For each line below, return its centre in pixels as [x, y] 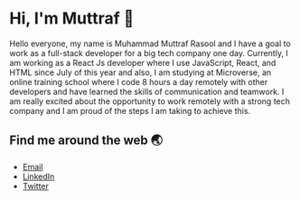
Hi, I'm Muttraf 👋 [72, 19]
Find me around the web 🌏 [86, 141]
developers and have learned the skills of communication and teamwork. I [147, 91]
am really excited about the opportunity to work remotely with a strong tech [150, 101]
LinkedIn [38, 176]
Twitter [36, 186]
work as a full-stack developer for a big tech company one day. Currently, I [149, 52]
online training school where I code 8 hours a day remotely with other [139, 81]
